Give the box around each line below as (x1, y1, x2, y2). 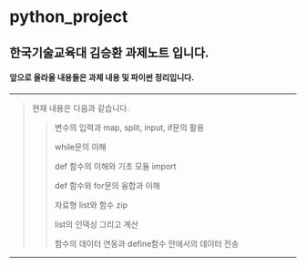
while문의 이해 (54, 141, 107, 152)
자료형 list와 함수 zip (54, 199, 128, 211)
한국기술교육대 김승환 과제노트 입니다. (9, 45, 209, 60)
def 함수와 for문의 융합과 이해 (54, 180, 161, 190)
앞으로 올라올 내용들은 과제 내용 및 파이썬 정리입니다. (9, 72, 195, 83)
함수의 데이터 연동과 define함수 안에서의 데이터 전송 (54, 238, 240, 249)
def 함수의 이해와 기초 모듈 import (54, 160, 177, 171)
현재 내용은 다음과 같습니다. (31, 102, 130, 113)
